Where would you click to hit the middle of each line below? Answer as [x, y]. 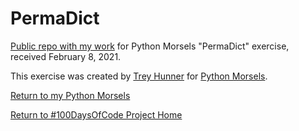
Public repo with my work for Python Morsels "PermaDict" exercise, [150, 46]
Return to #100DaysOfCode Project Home [96, 114]
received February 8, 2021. [66, 56]
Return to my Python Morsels [70, 95]
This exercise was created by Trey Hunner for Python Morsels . [139, 76]
